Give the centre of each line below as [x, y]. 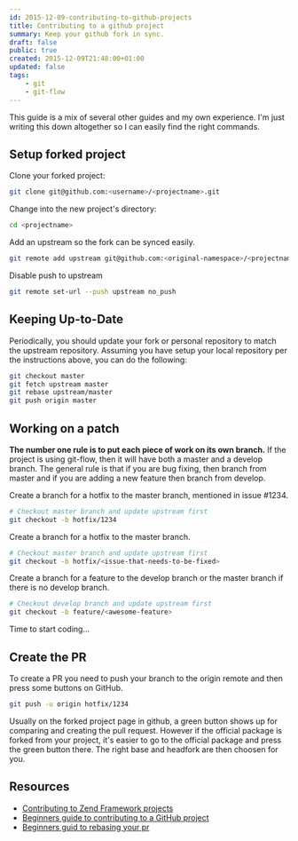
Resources [39, 787]
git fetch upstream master [59, 384]
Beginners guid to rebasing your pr [86, 827]
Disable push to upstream [56, 275]
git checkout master [47, 376]
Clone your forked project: [57, 176]
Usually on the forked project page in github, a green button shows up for [143, 721]
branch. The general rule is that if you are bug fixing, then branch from [138, 468]
